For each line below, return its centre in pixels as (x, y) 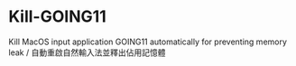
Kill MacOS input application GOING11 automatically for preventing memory (148, 42)
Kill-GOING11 (58, 17)
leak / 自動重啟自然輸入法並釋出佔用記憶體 (87, 52)
